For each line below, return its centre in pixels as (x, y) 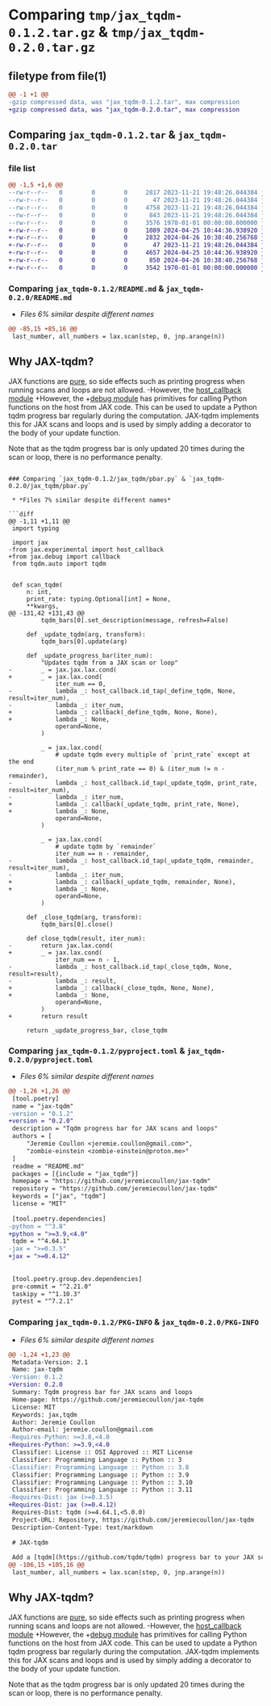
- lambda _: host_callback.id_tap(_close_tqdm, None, (120, 967)
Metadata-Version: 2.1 (50, 1362)
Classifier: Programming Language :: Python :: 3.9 (100, 1475)
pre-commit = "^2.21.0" (52, 1287)
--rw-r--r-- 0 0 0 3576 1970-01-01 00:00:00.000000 (133, 223)
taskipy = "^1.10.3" (46, 1294)
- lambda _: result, (63, 981)
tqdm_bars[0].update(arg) (84, 641)
